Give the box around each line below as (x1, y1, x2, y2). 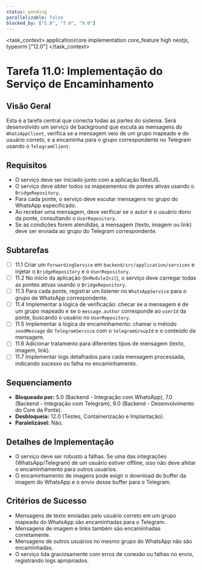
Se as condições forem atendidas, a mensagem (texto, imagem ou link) (14, 221, 192, 228)
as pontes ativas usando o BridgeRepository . (14, 281, 127, 289)
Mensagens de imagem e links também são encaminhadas (14, 525, 161, 532)
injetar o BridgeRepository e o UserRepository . (14, 268, 131, 275)
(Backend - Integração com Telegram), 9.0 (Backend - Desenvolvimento (14, 400, 195, 408)
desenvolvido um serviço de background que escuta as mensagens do (6, 123, 183, 130)
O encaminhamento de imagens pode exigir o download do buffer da (14, 472, 186, 479)
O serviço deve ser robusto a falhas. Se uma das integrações (14, 453, 167, 460)
